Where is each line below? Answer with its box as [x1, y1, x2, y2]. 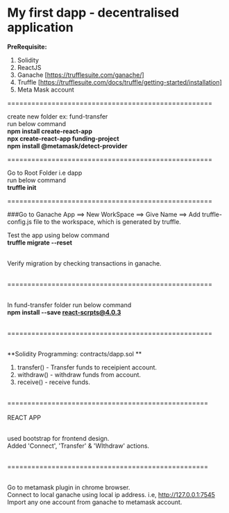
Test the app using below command [7, 231, 110, 239]
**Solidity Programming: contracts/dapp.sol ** [7, 349, 142, 358]
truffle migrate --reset [7, 238, 73, 247]
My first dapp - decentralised [7, 5, 179, 21]
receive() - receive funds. [17, 378, 91, 386]
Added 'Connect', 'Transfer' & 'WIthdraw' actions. [7, 442, 150, 450]
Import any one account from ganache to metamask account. [7, 498, 183, 506]
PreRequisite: [7, 42, 47, 51]
